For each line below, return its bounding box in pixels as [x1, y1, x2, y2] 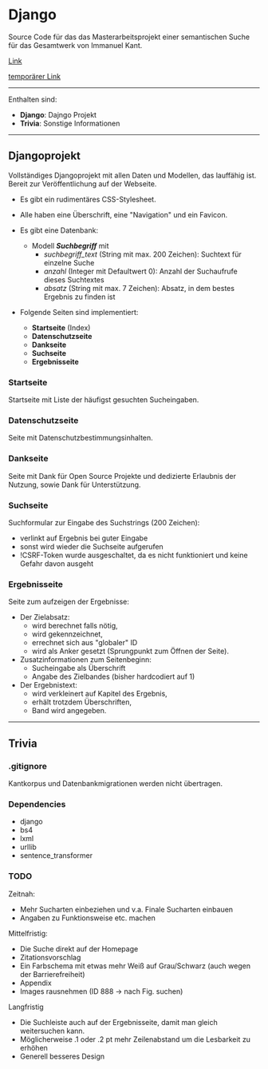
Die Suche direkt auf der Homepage [19, 943, 139, 953]
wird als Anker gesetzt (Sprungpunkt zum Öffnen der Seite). [31, 646, 230, 656]
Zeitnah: [8, 889, 36, 899]
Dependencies [8, 798, 66, 809]
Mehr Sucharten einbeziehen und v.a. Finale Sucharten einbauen [19, 904, 234, 914]
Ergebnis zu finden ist [43, 292, 116, 301]
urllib [19, 842, 37, 852]
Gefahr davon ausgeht [19, 558, 94, 568]
